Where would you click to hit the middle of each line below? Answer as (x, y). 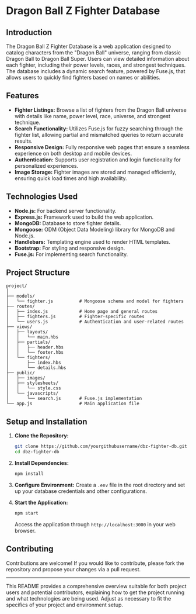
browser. (25, 530)
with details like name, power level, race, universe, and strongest (92, 116)
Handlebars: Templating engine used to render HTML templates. (92, 242)
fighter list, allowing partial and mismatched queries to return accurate (99, 134)
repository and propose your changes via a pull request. (73, 569)
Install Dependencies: (41, 463)
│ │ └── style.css (34, 388)
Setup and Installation (47, 421)
